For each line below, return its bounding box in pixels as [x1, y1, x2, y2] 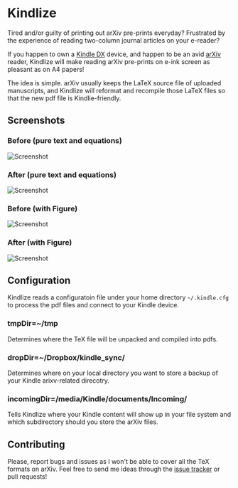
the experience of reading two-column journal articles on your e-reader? [7, 36, 220, 44]
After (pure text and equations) [7, 169, 117, 179]
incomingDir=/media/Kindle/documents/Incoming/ [7, 393, 188, 403]
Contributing [7, 438, 65, 450]
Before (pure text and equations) [7, 136, 122, 146]
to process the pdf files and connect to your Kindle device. [7, 301, 180, 309]
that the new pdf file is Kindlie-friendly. [7, 94, 121, 102]
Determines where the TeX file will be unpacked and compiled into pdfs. [7, 334, 218, 343]
